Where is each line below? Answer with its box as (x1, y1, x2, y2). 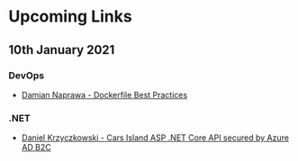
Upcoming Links (8, 6, 132, 27)
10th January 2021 (8, 42, 115, 58)
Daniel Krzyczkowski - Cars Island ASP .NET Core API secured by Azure (21, 132, 290, 143)
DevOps (8, 69, 45, 82)
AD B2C (21, 142, 51, 153)
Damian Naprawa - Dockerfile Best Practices (21, 89, 188, 100)
